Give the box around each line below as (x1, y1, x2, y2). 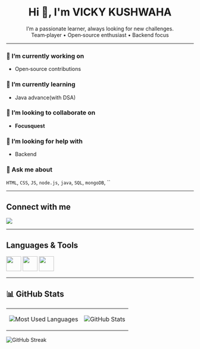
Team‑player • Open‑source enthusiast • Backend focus (31, 31, 169, 38)
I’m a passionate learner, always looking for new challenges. (26, 25, 174, 32)
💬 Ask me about (6, 166, 52, 174)
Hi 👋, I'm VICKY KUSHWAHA (28, 5, 172, 19)
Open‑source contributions (14, 66, 82, 73)
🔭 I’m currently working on (6, 52, 85, 60)
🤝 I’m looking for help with (6, 137, 83, 145)
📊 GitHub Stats (6, 289, 64, 300)
